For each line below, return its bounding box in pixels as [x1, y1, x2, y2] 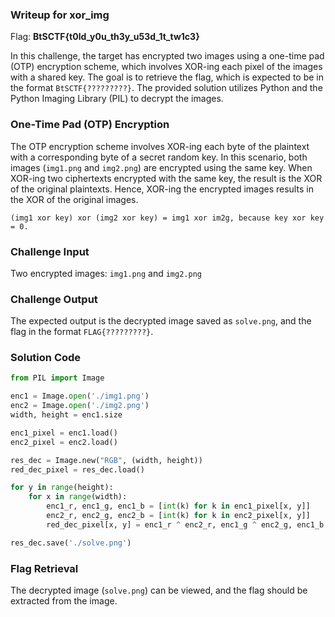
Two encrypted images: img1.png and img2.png [10, 267, 202, 279]
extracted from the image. [10, 595, 118, 607]
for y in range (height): [10, 483, 114, 493]
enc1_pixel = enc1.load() [10, 428, 118, 438]
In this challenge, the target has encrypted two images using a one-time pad [10, 50, 325, 62]
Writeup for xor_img [10, 8, 110, 22]
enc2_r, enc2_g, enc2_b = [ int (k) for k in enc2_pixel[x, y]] [46, 511, 311, 521]
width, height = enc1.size [10, 410, 123, 420]
